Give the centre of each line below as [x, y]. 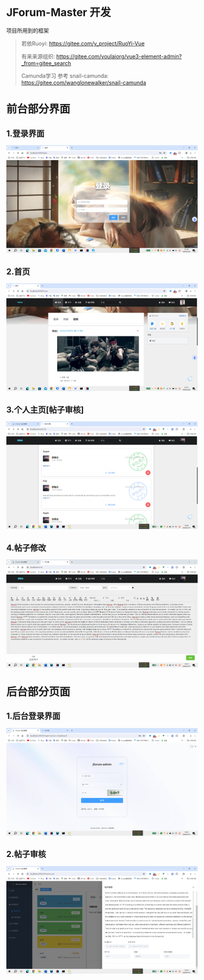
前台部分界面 [39, 109]
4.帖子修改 [26, 548]
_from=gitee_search [46, 63]
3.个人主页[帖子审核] [45, 409]
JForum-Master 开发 [59, 12]
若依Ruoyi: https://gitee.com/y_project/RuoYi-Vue [83, 43]
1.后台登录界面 [33, 716]
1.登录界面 [25, 134]
